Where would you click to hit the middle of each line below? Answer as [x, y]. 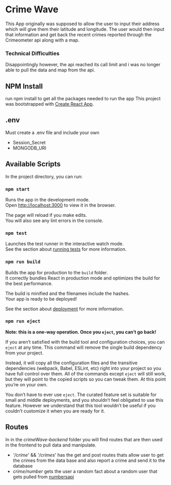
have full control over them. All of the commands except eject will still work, [86, 374]
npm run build [23, 262]
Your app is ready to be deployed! [41, 299]
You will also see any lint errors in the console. [54, 220]
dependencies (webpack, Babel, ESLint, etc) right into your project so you [83, 368]
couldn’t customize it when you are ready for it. [55, 411]
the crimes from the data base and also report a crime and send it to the [89, 460]
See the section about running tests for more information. [66, 249]
